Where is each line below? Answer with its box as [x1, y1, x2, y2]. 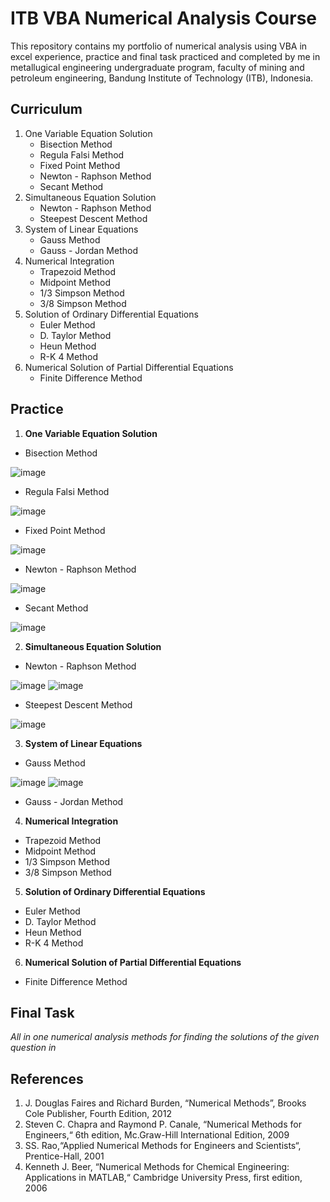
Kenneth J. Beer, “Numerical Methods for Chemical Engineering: [24, 1161, 290, 1173]
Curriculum [10, 101, 83, 118]
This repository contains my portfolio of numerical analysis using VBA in [10, 40, 308, 52]
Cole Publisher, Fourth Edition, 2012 [24, 1108, 172, 1120]
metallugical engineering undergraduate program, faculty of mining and [10, 61, 305, 73]
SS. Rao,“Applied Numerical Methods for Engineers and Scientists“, [24, 1140, 302, 1152]
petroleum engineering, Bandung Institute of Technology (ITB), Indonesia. [10, 72, 314, 84]
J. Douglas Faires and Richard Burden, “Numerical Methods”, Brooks [24, 1097, 307, 1109]
